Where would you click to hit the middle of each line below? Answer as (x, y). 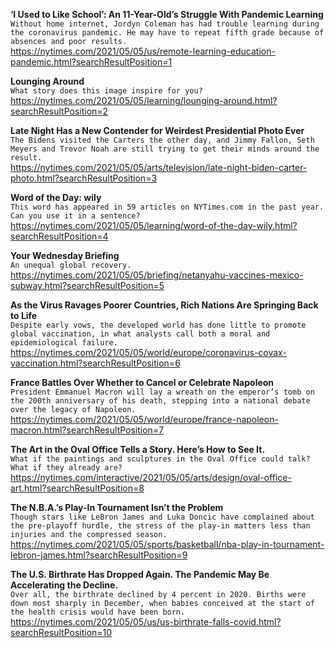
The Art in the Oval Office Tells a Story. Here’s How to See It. (138, 449)
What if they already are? (66, 468)
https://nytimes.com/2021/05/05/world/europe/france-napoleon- (144, 419)
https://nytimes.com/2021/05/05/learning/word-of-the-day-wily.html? (154, 225)
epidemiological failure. (64, 343)
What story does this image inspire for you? (106, 91)
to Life (24, 315)
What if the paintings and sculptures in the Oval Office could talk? (160, 459)
